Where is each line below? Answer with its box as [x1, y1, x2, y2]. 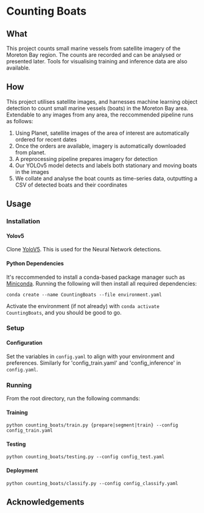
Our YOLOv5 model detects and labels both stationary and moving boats [15, 162, 197, 169]
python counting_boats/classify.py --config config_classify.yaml [6, 480, 178, 486]
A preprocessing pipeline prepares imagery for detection [15, 155, 158, 162]
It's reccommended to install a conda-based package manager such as [6, 273, 186, 281]
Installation [6, 217, 41, 226]
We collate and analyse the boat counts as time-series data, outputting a [15, 174, 198, 182]
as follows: [6, 117, 33, 124]
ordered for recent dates [15, 135, 77, 143]
